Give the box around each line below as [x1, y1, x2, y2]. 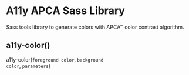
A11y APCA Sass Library [6, 4, 125, 18]
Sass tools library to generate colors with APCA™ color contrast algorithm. [6, 23, 184, 30]
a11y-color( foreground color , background [6, 56, 104, 63]
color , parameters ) [6, 62, 51, 69]
